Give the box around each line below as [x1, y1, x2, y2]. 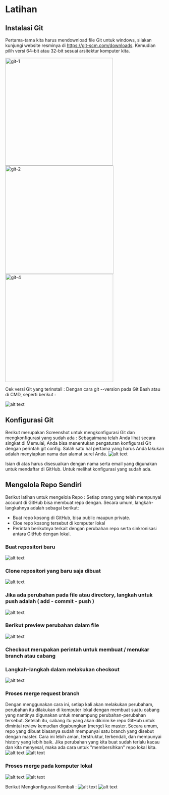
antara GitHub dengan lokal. [12, 531, 71, 537]
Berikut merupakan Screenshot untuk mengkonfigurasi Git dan [5, 429, 135, 435]
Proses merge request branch [5, 690, 80, 697]
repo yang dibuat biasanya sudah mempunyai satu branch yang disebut [5, 728, 154, 734]
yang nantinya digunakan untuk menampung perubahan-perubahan [5, 712, 146, 718]
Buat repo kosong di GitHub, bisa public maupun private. [12, 515, 131, 521]
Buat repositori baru [5, 543, 55, 550]
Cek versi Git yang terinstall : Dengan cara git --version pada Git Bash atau [5, 386, 160, 392]
